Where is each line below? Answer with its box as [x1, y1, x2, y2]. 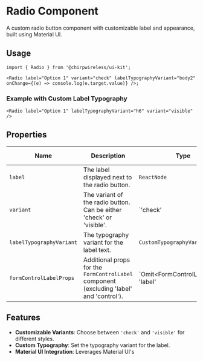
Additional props [83, 256, 130, 264]
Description [91, 151, 126, 160]
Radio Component [6, 4, 98, 18]
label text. [83, 245, 111, 254]
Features [6, 313, 40, 323]
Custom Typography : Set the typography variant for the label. [14, 341, 170, 349]
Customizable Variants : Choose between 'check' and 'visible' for [14, 328, 185, 336]
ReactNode [138, 174, 167, 180]
